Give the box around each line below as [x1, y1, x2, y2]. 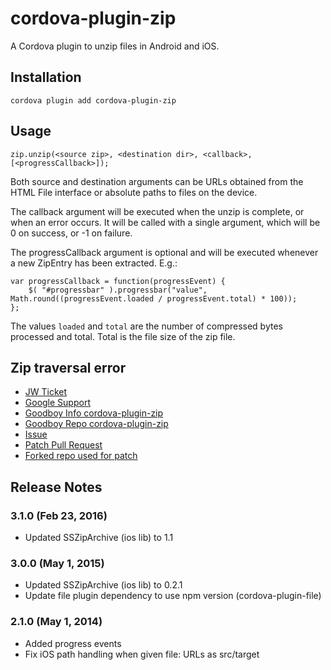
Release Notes [10, 478, 103, 496]
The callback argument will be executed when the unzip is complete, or [10, 205, 305, 217]
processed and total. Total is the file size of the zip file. [10, 330, 236, 342]
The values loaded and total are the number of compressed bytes [10, 320, 283, 332]
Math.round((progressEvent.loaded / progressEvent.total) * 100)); [10, 293, 298, 304]
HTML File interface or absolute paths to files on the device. [10, 186, 258, 198]
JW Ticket [24, 386, 68, 398]
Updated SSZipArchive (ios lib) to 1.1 [24, 532, 174, 544]
